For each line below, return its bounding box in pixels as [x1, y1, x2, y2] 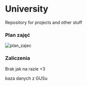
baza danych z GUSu [5, 75, 48, 81]
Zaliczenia [5, 55, 30, 62]
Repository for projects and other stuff [5, 19, 82, 25]
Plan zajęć [5, 32, 30, 38]
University [5, 3, 48, 15]
